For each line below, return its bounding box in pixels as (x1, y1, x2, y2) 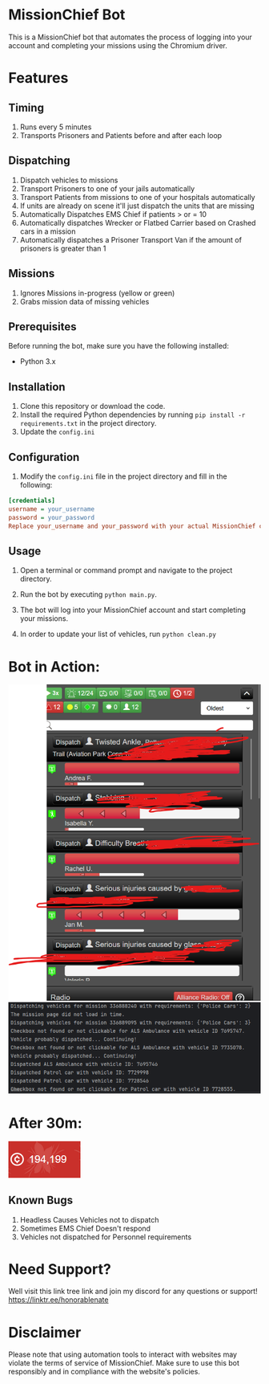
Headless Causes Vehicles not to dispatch (19, 1215, 159, 1224)
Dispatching (8, 154, 70, 168)
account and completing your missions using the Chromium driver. (8, 40, 228, 50)
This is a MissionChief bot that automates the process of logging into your (8, 32, 252, 42)
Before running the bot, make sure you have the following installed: (8, 341, 230, 351)
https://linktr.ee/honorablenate (8, 1295, 109, 1304)
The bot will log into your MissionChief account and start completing (19, 605, 247, 615)
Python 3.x (19, 357, 56, 366)
